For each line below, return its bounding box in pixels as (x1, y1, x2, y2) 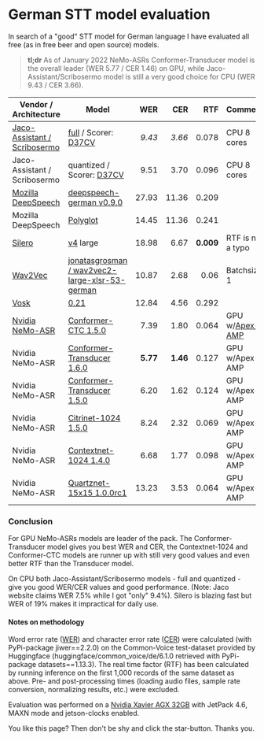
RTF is (226, 232, 250, 243)
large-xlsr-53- (68, 274, 126, 285)
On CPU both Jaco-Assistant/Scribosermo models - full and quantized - (8, 574, 241, 584)
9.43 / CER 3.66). (27, 80, 84, 90)
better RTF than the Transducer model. (8, 559, 134, 569)
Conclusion (8, 516, 53, 527)
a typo (226, 242, 250, 253)
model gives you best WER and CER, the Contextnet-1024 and (46, 542, 248, 552)
